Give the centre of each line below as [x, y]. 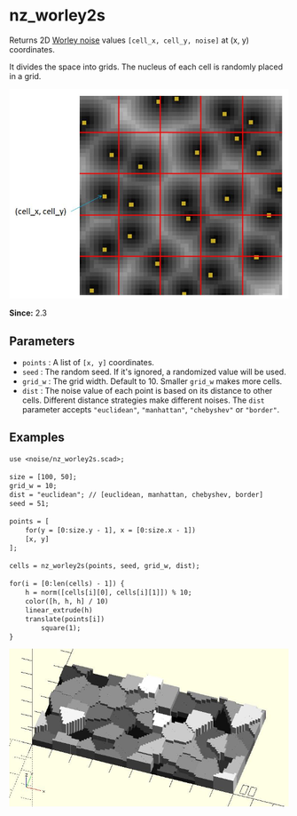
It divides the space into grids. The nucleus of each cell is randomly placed [146, 67]
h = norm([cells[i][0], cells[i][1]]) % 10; [109, 592]
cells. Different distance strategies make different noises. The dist [143, 400]
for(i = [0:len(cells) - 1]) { [67, 583]
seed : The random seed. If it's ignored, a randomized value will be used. [154, 372]
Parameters [42, 341]
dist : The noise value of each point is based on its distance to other [147, 391]
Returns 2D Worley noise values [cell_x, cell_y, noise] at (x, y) [129, 40]
